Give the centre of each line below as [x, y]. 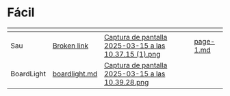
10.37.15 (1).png [132, 54]
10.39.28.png [126, 82]
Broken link [71, 46]
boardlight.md [75, 74]
